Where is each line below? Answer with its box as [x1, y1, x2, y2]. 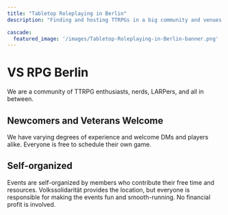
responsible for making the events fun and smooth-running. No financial [7, 193, 211, 201]
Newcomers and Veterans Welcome [7, 115, 164, 126]
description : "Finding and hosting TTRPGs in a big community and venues [7, 16, 223, 23]
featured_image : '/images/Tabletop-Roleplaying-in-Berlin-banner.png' [13, 35, 219, 42]
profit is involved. [7, 200, 56, 208]
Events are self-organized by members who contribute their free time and [7, 178, 214, 186]
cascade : [7, 29, 32, 36]
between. [7, 95, 34, 103]
